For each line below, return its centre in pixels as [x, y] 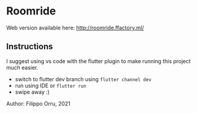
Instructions [30, 47]
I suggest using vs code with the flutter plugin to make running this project [98, 61]
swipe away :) [32, 92]
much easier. [22, 67]
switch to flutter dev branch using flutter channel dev [83, 79]
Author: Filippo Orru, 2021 [38, 103]
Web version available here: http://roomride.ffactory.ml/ [75, 28]
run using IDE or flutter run [50, 85]
